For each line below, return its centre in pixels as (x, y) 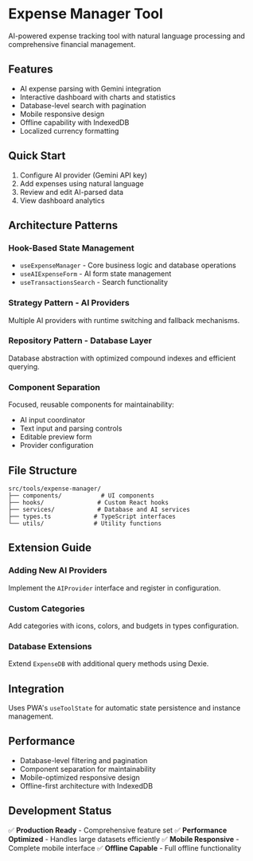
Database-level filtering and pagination (84, 760)
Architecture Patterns (63, 225)
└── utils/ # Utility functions (85, 523)
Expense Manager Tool (86, 14)
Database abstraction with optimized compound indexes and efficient (122, 358)
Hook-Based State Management (71, 247)
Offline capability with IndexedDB (74, 122)
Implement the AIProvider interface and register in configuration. (115, 588)
